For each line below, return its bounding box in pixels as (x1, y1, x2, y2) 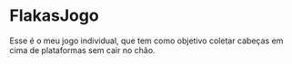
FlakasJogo (9, 5, 99, 26)
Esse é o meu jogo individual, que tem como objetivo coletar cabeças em (9, 35, 284, 46)
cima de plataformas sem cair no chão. (9, 44, 156, 55)
